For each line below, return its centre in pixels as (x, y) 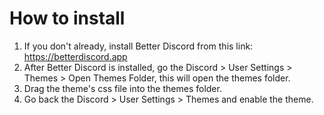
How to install (67, 18)
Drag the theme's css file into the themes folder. (122, 88)
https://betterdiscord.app (75, 56)
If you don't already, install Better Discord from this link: (138, 46)
